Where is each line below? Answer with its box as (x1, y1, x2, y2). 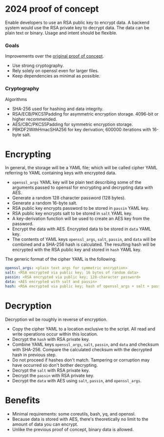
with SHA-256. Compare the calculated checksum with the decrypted (12, 346, 152, 352)
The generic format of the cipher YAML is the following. (5, 256, 117, 262)
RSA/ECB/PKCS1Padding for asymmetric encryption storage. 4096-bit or (12, 111, 159, 117)
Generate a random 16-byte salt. (12, 200, 78, 206)
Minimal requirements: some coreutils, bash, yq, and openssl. (12, 411, 136, 417)
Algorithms (5, 96, 27, 102)
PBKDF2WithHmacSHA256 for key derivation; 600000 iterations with (12, 126, 151, 132)
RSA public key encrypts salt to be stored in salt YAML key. (12, 211, 133, 217)
